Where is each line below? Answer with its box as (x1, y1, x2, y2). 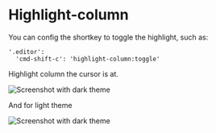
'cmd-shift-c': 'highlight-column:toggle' (15, 55, 160, 63)
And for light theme (8, 100, 73, 110)
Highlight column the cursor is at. (8, 69, 119, 78)
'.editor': (8, 48, 45, 56)
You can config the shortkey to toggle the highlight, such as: (8, 32, 209, 42)
